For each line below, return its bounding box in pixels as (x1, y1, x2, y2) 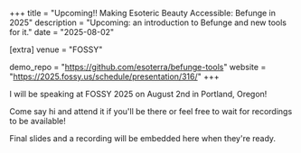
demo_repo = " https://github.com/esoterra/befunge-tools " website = (9, 62, 267, 72)
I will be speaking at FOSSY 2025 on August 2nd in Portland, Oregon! (9, 89, 268, 99)
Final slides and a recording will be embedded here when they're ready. (9, 133, 277, 143)
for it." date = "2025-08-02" (9, 27, 115, 37)
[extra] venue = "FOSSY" (9, 44, 103, 55)
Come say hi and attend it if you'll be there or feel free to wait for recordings (9, 106, 293, 116)
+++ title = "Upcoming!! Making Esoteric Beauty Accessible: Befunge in (9, 8, 277, 18)
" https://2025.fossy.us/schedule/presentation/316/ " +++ (9, 71, 220, 82)
